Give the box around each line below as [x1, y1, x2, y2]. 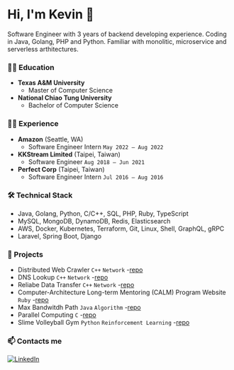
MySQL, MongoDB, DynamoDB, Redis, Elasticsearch [17, 216, 171, 225]
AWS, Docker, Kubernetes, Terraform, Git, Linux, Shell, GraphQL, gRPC [17, 224, 225, 233]
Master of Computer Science [28, 86, 113, 95]
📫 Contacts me [7, 336, 62, 346]
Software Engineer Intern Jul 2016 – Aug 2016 [28, 173, 164, 181]
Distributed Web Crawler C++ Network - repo [17, 265, 143, 274]
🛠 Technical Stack [7, 190, 73, 200]
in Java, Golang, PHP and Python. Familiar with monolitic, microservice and [7, 37, 227, 45]
